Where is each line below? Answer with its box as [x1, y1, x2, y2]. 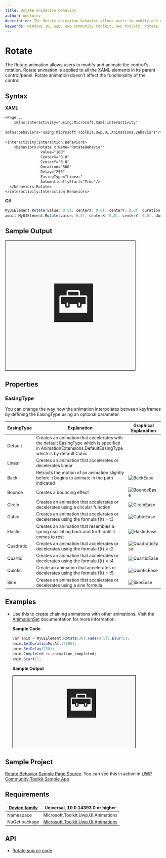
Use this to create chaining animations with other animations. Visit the [12, 611, 155, 617]
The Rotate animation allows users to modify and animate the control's [5, 62, 149, 68]
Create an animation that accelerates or [36, 565, 117, 571]
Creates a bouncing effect [36, 489, 89, 496]
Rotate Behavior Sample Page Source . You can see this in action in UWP [5, 771, 152, 777]
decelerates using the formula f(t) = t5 [36, 570, 114, 576]
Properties [5, 380, 39, 389]
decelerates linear [36, 463, 73, 468]
